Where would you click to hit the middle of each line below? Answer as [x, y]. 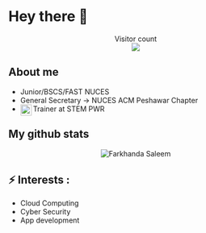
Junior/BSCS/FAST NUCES [65, 91]
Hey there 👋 [48, 17]
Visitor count [136, 39]
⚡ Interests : [39, 179]
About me [34, 72]
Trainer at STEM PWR [69, 109]
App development [50, 220]
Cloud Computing [49, 203]
